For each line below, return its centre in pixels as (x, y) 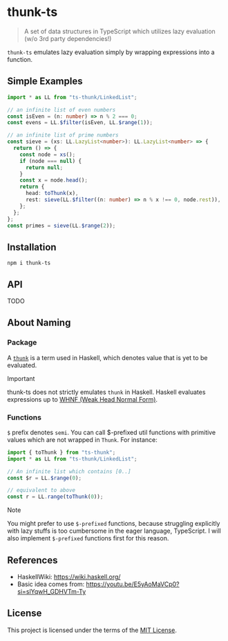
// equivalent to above (41, 490)
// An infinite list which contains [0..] (69, 471)
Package (22, 343)
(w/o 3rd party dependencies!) (68, 38)
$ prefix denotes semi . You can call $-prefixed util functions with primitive (112, 432)
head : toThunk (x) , (52, 194)
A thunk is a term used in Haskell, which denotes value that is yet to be (107, 357)
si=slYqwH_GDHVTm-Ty (51, 592)
